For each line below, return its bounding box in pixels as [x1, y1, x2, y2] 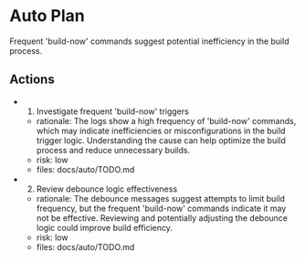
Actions [9, 72, 55, 88]
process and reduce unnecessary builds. [36, 144, 190, 155]
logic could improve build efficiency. [36, 222, 174, 233]
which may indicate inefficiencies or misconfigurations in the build [36, 125, 286, 136]
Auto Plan [9, 5, 85, 26]
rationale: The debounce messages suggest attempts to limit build [36, 193, 286, 204]
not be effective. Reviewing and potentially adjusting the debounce [36, 212, 288, 224]
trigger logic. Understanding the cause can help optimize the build [36, 134, 286, 146]
